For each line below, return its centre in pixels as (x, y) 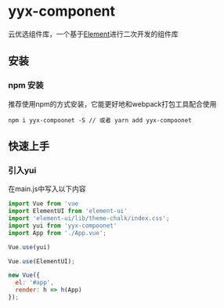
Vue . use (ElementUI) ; (42, 261)
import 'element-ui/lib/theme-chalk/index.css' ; (89, 219)
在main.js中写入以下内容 (47, 189)
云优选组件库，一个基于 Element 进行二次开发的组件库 (93, 34)
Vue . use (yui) (29, 247)
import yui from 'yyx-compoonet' (63, 226)
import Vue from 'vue (43, 204)
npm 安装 (26, 85)
